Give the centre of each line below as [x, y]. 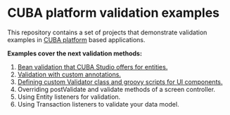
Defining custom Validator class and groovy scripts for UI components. [120, 81]
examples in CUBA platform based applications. [76, 39]
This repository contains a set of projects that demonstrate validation [107, 32]
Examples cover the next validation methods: [75, 53]
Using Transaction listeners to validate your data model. [98, 104]
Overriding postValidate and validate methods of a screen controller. [116, 89]
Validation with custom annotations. [69, 74]
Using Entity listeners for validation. [69, 97]
